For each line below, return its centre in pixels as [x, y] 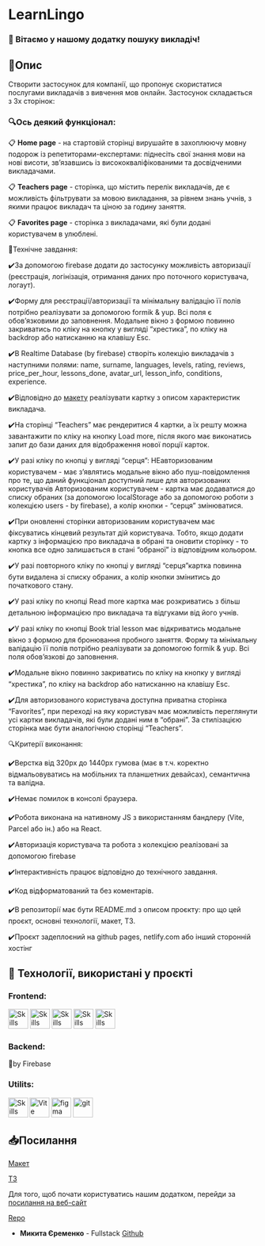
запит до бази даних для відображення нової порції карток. [109, 445]
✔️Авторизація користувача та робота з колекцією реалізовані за [118, 845]
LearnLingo [46, 15]
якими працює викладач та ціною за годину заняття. [97, 207]
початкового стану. [41, 585]
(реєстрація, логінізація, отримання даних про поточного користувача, [129, 277]
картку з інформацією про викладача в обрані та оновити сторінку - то [129, 542]
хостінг [21, 949]
